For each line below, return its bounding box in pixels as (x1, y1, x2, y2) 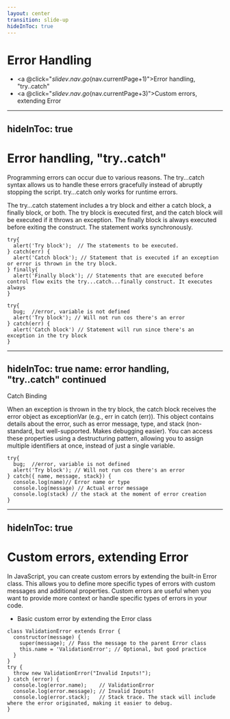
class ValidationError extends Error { (7, 628, 121, 635)
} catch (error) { (7, 676, 60, 683)
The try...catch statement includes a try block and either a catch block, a (7, 201, 212, 209)
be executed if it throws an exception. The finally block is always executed (7, 215, 217, 223)
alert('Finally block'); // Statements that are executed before (13, 272, 204, 279)
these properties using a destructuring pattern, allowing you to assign (7, 435, 204, 443)
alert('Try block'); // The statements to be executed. (13, 242, 179, 249)
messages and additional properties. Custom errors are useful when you (7, 587, 212, 595)
